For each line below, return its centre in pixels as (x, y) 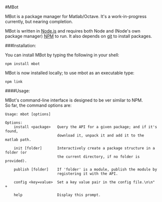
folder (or (16, 152)
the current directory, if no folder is (98, 157)
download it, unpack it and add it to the (101, 135)
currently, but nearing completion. (39, 22)
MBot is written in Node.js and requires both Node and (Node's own (73, 31)
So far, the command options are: (38, 105)
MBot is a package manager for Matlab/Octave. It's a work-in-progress (76, 16)
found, (12, 131)
